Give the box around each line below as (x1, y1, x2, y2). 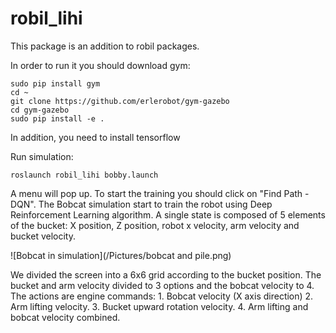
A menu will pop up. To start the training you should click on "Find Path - (10, 187, 310, 199)
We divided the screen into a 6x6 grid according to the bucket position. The (10, 268, 322, 281)
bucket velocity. (10, 230, 76, 242)
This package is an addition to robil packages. (10, 40, 200, 52)
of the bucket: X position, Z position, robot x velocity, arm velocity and (10, 219, 300, 231)
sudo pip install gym (10, 78, 101, 89)
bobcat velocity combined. (10, 311, 121, 323)
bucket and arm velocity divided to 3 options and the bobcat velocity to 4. (10, 279, 315, 291)
